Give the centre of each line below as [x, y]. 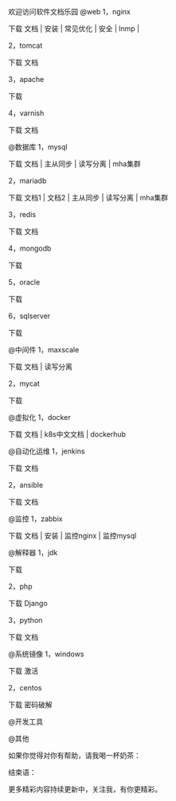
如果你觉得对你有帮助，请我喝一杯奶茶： [74, 755]
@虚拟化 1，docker [39, 417]
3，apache [26, 79]
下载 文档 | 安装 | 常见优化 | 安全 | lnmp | [74, 29]
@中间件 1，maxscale [44, 350]
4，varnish [26, 113]
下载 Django [28, 603]
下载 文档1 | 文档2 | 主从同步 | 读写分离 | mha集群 [88, 198]
